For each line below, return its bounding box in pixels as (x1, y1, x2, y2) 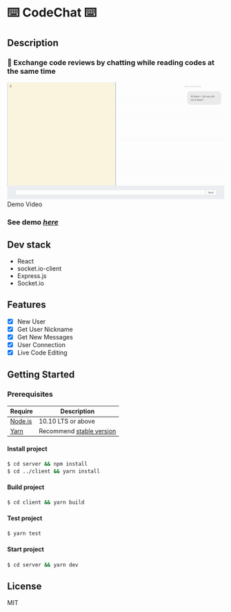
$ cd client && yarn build (7, 499, 85, 506)
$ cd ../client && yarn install (7, 468, 100, 475)
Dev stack (7, 239, 52, 250)
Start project (7, 545, 45, 553)
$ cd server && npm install (7, 461, 88, 468)
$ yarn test (7, 530, 41, 537)
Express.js (17, 271, 47, 279)
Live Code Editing (17, 348, 68, 357)
